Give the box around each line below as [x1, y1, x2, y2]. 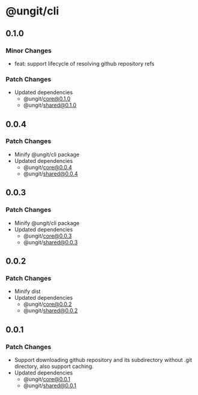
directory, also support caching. [14, 362, 94, 370]
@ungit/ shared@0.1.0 [23, 101, 76, 109]
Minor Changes [5, 46, 52, 55]
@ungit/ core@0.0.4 [23, 163, 73, 171]
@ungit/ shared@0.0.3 [23, 238, 78, 245]
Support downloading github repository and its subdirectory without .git [14, 356, 193, 363]
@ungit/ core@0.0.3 [23, 232, 72, 239]
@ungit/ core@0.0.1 [23, 375, 70, 382]
